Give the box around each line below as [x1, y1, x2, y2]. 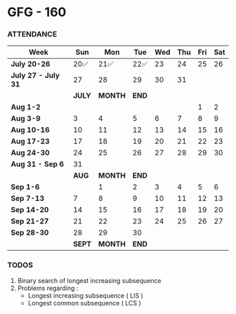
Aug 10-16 [11, 125, 51, 135]
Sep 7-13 [11, 194, 44, 204]
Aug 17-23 [11, 136, 51, 146]
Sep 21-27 [11, 216, 49, 226]
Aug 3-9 [11, 114, 41, 124]
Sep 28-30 [11, 228, 49, 237]
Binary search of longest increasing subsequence [17, 276, 162, 284]
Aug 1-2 [11, 103, 41, 112]
